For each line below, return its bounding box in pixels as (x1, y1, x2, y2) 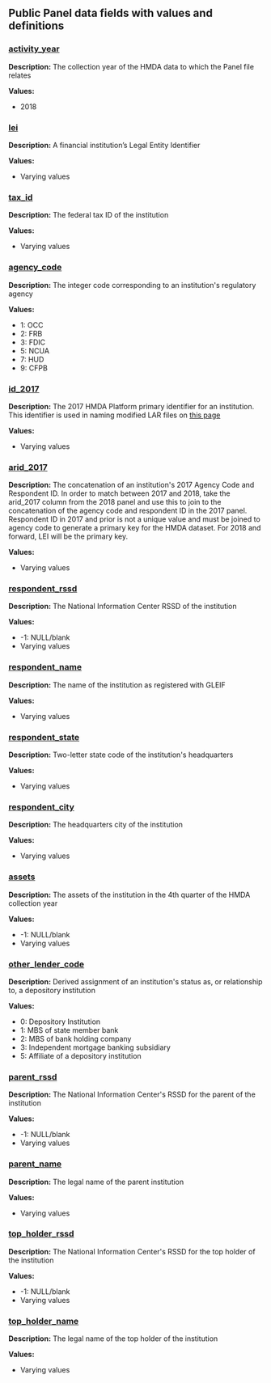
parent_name (8, 1158, 62, 1169)
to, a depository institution (8, 985, 95, 995)
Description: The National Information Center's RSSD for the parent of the (8, 1089, 256, 1099)
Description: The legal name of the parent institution (8, 1177, 184, 1186)
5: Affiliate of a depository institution (19, 1051, 142, 1060)
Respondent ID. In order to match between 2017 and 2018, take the (8, 488, 231, 498)
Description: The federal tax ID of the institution (8, 210, 169, 220)
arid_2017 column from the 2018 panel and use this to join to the (8, 497, 222, 507)
